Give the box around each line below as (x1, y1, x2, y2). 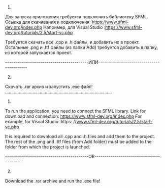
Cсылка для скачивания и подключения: (5, 19, 91, 25)
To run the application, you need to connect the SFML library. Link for (5, 108, 146, 114)
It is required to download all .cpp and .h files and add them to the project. (5, 134, 155, 139)
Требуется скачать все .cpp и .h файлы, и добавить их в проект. (5, 39, 140, 45)
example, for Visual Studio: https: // (5, 119, 77, 124)
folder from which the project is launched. (5, 144, 90, 150)
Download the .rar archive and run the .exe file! (5, 178, 100, 184)
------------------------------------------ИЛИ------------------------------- (5, 59, 160, 65)
